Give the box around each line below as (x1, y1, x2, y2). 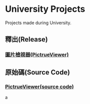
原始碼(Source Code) (5, 68, 70, 76)
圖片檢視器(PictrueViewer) (5, 51, 69, 58)
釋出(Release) (5, 35, 48, 44)
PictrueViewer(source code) (5, 83, 74, 90)
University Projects (5, 3, 86, 15)
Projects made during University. (5, 20, 71, 26)
